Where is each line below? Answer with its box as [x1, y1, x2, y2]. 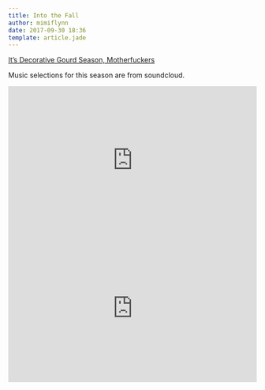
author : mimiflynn [8, 19, 69, 27]
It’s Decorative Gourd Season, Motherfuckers [8, 55, 155, 65]
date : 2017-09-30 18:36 [8, 26, 87, 34]
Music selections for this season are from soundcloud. [8, 70, 185, 80]
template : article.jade [8, 33, 87, 42]
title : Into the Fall [8, 11, 80, 20]
